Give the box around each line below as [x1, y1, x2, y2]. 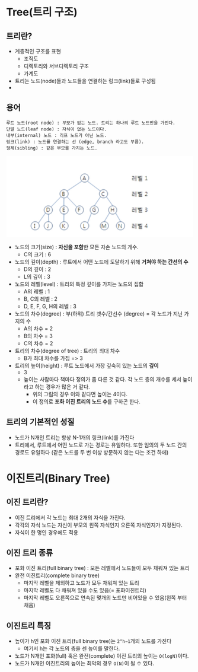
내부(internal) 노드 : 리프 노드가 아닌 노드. [6, 132, 107, 138]
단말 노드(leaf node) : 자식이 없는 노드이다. [6, 126, 107, 132]
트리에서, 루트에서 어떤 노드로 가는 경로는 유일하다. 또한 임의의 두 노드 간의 [14, 441, 187, 448]
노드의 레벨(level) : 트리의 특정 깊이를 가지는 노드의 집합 [14, 280, 144, 288]
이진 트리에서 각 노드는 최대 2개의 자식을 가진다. [14, 514, 126, 521]
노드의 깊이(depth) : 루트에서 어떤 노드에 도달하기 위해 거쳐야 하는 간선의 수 [14, 258, 189, 265]
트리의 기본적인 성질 [6, 417, 75, 427]
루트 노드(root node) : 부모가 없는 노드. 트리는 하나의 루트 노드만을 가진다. [6, 120, 176, 126]
